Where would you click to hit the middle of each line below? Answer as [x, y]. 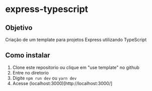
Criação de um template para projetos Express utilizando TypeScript [76, 39]
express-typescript [47, 9]
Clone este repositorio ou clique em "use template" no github [76, 67]
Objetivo [19, 28]
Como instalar [28, 55]
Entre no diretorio [30, 72]
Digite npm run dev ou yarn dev [45, 78]
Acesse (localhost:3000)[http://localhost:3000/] [62, 83]
